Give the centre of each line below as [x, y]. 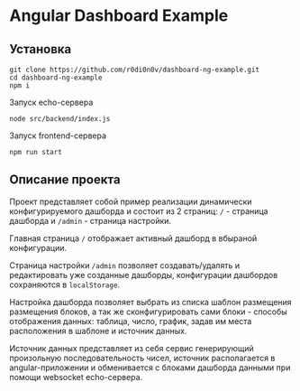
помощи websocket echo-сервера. [76, 377]
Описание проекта [65, 180]
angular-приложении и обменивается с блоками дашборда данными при [150, 368]
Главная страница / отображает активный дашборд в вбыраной [133, 238]
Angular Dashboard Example [119, 16]
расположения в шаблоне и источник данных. [98, 330]
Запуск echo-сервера [51, 102]
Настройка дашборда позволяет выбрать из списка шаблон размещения [150, 302]
